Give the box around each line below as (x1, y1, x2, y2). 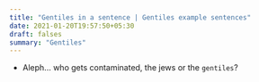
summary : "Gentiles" (9, 37, 87, 47)
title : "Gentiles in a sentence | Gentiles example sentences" (9, 12, 252, 22)
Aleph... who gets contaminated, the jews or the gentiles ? (22, 62, 238, 73)
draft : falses (9, 29, 63, 38)
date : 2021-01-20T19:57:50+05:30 (9, 21, 135, 30)
